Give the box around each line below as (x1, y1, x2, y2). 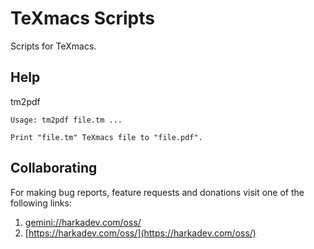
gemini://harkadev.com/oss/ (24, 216, 142, 228)
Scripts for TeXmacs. (10, 40, 97, 52)
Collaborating (10, 160, 98, 177)
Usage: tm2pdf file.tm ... (10, 115, 123, 125)
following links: (10, 197, 72, 209)
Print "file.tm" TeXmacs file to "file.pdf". (10, 132, 203, 142)
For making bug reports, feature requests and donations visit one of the (10, 186, 305, 198)
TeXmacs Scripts (10, 7, 155, 30)
